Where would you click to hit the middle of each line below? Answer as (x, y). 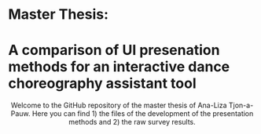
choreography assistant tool (102, 83)
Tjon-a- (241, 105)
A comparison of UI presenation (114, 51)
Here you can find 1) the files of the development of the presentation (143, 114)
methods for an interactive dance (119, 67)
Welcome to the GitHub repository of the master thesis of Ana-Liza (119, 105)
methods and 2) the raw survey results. (132, 122)
